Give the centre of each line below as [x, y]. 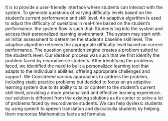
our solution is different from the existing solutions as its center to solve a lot [84, 98]
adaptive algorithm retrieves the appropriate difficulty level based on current [84, 44]
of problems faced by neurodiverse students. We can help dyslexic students [84, 103]
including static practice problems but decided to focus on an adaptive [78, 82]
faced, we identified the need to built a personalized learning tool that [77, 66]
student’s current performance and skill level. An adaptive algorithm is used [83, 18]
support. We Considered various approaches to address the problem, [77, 77]
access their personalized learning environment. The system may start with [83, 34]
